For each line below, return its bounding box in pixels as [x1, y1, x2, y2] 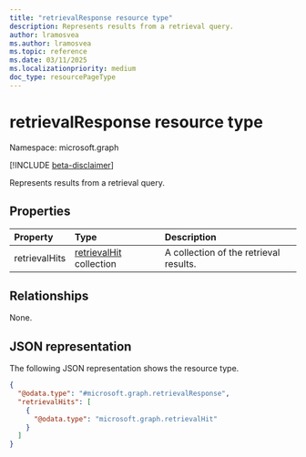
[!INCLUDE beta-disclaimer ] [9, 159, 114, 170]
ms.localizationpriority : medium [9, 65, 137, 74]
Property [14, 230, 54, 243]
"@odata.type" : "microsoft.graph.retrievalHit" [33, 414, 219, 423]
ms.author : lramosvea [9, 38, 92, 48]
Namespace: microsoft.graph [9, 142, 119, 153]
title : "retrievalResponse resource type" [9, 13, 173, 23]
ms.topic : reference [9, 47, 88, 56]
